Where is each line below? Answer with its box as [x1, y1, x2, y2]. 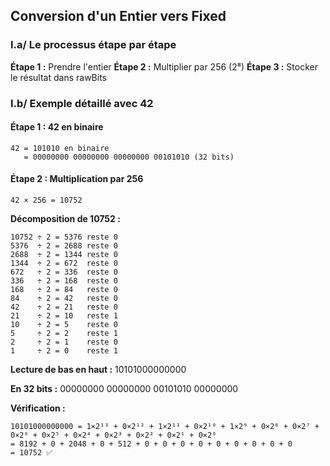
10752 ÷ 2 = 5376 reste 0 [10, 232, 118, 243]
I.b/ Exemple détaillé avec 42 [10, 96, 154, 110]
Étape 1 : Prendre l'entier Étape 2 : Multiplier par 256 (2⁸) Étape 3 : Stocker [10, 60, 318, 73]
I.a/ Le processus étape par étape [10, 38, 177, 52]
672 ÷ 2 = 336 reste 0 [10, 267, 118, 278]
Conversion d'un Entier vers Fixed [10, 8, 227, 25]
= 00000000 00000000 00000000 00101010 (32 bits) [23, 152, 235, 162]
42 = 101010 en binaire [10, 143, 110, 153]
